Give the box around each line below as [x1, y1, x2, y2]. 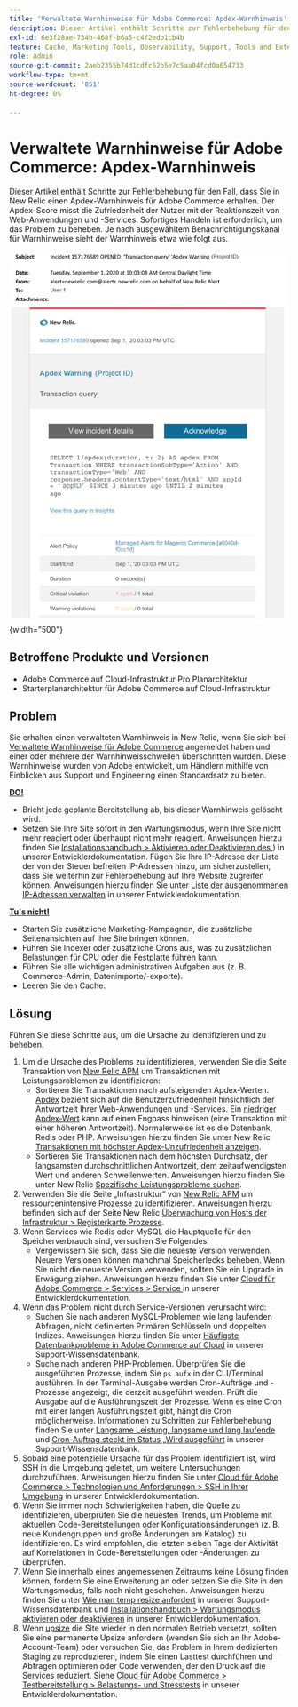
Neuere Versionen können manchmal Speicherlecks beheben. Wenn [35, 1255, 286, 1265]
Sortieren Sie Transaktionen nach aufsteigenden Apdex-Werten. [35, 1085, 270, 1096]
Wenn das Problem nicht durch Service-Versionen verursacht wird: [21, 1302, 267, 1312]
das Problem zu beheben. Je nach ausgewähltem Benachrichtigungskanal [9, 224, 280, 235]
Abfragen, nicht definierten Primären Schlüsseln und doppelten [35, 1320, 267, 1332]
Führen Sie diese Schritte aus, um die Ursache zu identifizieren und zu [9, 1030, 267, 1041]
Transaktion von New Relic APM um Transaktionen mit [21, 1066, 221, 1077]
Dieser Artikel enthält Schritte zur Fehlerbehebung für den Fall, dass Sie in [9, 187, 280, 197]
